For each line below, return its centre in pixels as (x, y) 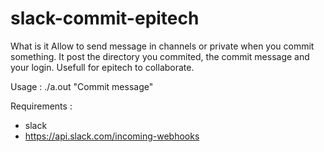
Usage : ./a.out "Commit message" (82, 86)
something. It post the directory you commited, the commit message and (160, 56)
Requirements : (41, 106)
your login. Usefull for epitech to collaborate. (102, 67)
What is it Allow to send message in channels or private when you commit (162, 46)
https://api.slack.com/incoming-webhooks (112, 136)
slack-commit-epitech (105, 18)
